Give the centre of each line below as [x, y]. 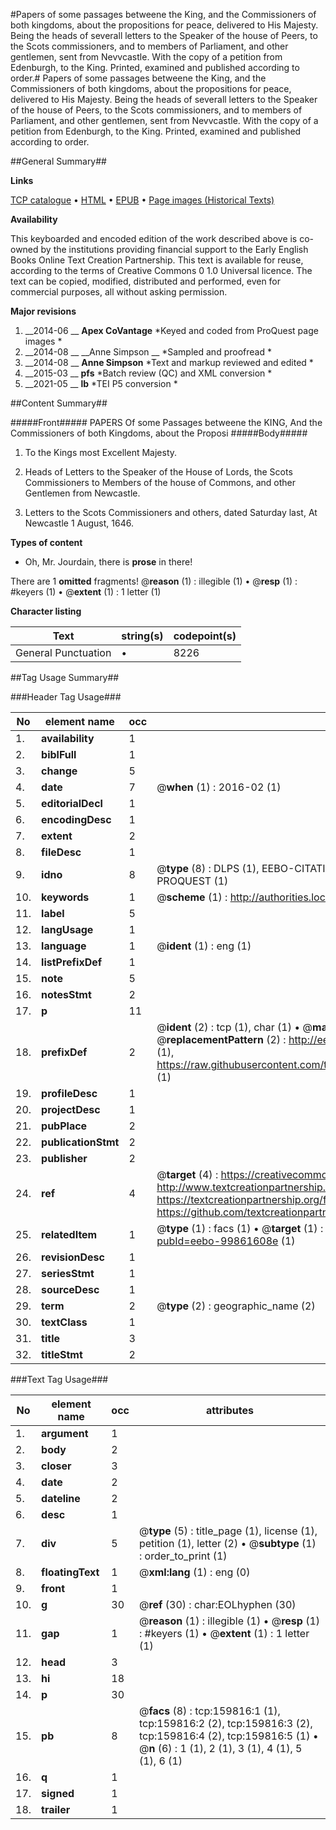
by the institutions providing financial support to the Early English [174, 249]
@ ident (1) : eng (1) [204, 946]
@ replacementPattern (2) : [221, 1039]
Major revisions [43, 311]
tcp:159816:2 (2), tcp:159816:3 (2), [225, 1723]
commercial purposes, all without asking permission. [119, 292]
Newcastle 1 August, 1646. [79, 523]
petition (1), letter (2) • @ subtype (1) [227, 1543]
